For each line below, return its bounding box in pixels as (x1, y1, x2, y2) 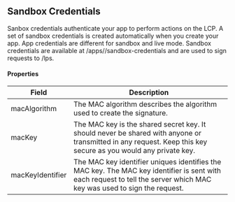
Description (129, 87, 169, 97)
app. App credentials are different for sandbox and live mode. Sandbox (7, 38, 212, 48)
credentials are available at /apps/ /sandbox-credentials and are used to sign (7, 46, 227, 55)
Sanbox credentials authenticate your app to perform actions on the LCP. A (7, 24, 224, 32)
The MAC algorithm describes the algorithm (73, 99, 218, 109)
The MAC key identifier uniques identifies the (73, 157, 222, 167)
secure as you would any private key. (73, 146, 196, 156)
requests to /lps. (7, 54, 55, 62)
